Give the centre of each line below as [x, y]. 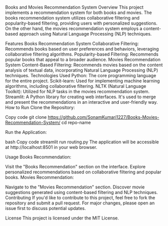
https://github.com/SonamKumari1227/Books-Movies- [103, 117]
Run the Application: [26, 132]
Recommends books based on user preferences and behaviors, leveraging [82, 49]
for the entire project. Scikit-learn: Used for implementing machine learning [82, 81]
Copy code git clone [26, 117]
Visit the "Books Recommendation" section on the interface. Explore [75, 167]
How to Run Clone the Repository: [40, 107]
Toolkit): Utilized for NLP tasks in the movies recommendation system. [77, 91]
